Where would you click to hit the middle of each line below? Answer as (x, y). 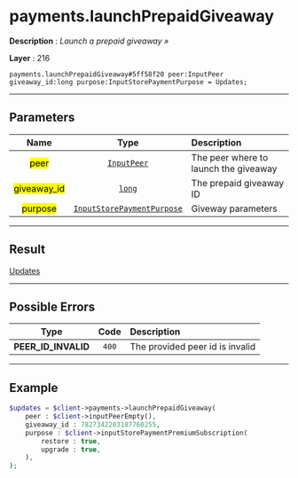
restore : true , (71, 441)
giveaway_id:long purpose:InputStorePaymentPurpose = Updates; (129, 82)
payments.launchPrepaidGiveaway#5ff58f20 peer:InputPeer (117, 74)
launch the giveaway (234, 168)
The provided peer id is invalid (192, 347)
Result (27, 250)
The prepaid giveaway (238, 183)
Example (34, 388)
